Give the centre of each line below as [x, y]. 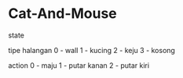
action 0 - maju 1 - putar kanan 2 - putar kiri [79, 65]
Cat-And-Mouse [63, 14]
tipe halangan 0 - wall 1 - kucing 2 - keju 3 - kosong [91, 50]
